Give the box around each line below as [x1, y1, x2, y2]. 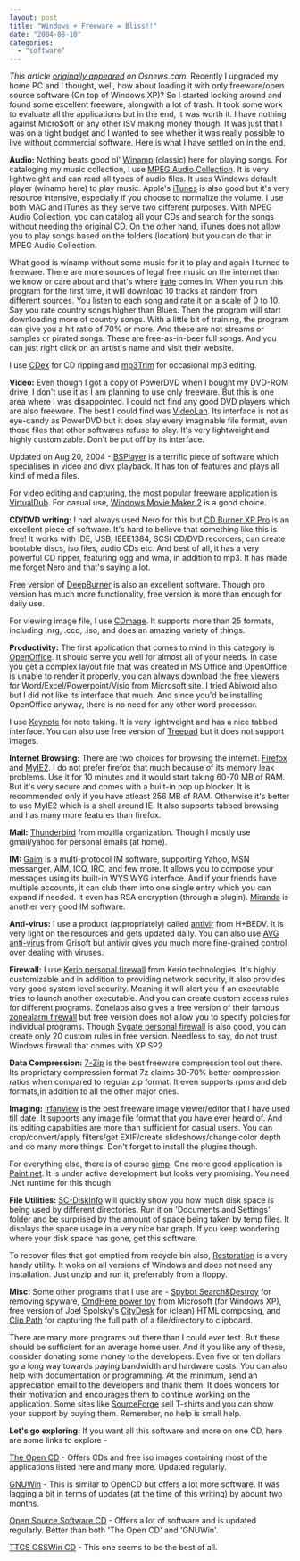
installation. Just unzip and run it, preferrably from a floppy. [9, 1269, 228, 1280]
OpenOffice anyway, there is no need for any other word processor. [9, 699, 258, 710]
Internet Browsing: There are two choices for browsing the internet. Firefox [9, 753, 287, 764]
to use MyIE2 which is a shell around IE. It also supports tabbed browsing [9, 800, 279, 811]
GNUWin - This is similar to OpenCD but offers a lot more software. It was [9, 1479, 280, 1490]
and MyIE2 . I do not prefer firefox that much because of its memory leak [9, 763, 275, 773]
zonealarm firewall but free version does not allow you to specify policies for [9, 1012, 291, 1023]
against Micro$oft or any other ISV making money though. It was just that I [9, 118, 283, 129]
